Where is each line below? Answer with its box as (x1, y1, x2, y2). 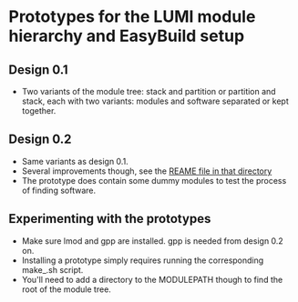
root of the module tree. (21, 284, 111, 295)
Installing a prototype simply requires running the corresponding (21, 255, 264, 266)
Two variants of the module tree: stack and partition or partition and (21, 86, 276, 96)
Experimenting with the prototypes (8, 211, 211, 226)
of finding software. (21, 185, 97, 196)
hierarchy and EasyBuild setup (8, 25, 245, 46)
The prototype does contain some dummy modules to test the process (21, 175, 287, 186)
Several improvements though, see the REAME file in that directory (21, 166, 272, 176)
